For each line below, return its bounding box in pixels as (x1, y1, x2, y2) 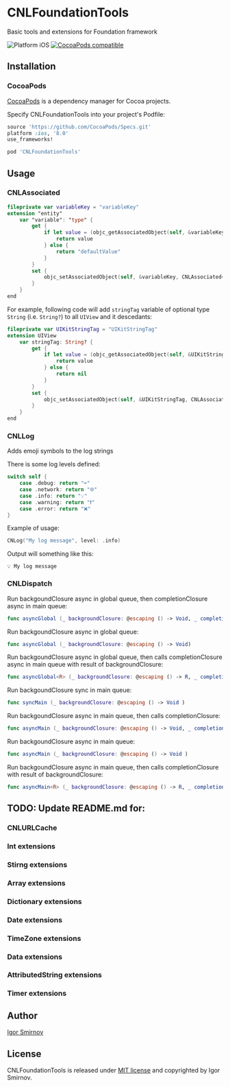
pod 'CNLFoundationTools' (7, 149, 81, 156)
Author (7, 1010, 38, 1021)
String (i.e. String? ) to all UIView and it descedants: (7, 312, 153, 320)
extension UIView (7, 332, 57, 339)
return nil (55, 370, 88, 378)
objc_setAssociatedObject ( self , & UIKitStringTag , (43, 396, 188, 403)
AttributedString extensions (7, 970, 103, 980)
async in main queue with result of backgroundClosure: (7, 660, 164, 669)
